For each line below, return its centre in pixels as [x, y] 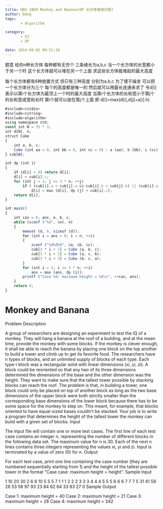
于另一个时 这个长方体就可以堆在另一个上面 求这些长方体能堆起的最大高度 [79, 71]
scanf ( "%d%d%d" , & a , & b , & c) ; [63, 245]
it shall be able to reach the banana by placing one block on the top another [81, 349]
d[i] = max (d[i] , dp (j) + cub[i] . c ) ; [71, 191]
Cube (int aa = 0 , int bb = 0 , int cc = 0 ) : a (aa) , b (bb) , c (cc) [86, 150]
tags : [10, 19]
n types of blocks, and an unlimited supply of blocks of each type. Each [77, 359]
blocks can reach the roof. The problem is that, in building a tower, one [76, 385]
